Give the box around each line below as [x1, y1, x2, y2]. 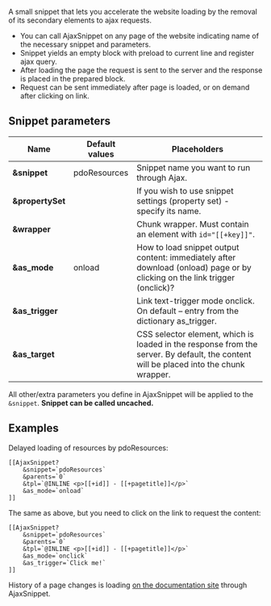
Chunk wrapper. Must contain [136, 218, 249, 229]
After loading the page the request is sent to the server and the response [19, 65, 263, 75]
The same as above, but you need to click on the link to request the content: [8, 508, 261, 517]
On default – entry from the [136, 305, 240, 316]
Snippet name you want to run [136, 161, 251, 173]
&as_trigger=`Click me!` [23, 558, 106, 567]
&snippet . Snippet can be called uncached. [8, 398, 154, 407]
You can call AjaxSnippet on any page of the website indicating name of [19, 31, 260, 40]
